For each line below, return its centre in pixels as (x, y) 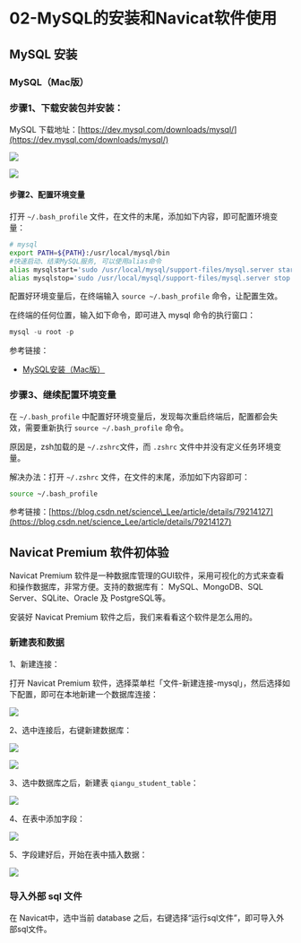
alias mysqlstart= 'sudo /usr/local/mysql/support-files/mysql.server (142, 270)
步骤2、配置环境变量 (47, 195)
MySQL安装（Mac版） (64, 369)
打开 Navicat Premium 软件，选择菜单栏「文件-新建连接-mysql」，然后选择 (146, 683)
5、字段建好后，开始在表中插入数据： (78, 854)
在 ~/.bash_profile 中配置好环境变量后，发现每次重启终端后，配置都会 (140, 416)
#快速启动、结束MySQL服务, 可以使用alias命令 (86, 261)
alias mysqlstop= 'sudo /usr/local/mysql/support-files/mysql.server (140, 278)
